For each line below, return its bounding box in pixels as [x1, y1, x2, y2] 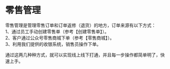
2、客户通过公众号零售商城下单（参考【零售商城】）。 [5, 35, 115, 41]
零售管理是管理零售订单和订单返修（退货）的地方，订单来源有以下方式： [5, 22, 156, 28]
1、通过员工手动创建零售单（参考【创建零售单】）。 [5, 28, 109, 34]
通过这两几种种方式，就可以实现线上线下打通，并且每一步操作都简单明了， [5, 51, 160, 58]
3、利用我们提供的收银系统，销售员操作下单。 [5, 41, 101, 47]
